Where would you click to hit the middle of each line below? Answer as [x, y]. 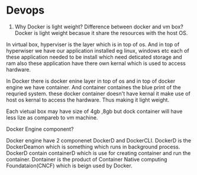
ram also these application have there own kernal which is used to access [96, 63]
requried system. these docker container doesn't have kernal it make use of [98, 93]
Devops [25, 10]
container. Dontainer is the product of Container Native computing [87, 159]
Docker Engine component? [40, 129]
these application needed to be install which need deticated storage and [94, 57]
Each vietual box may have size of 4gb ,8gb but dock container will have [94, 111]
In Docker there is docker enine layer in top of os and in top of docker [91, 81]
